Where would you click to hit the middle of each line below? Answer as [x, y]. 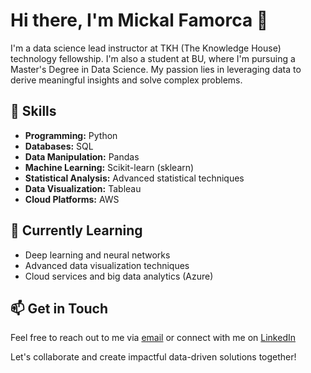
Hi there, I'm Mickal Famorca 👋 [139, 20]
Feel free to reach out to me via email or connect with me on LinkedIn [153, 338]
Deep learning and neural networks [97, 255]
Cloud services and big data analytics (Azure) [119, 276]
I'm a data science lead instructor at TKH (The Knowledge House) [146, 48]
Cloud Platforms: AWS [72, 199]
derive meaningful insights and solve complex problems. [126, 80]
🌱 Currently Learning [76, 230]
